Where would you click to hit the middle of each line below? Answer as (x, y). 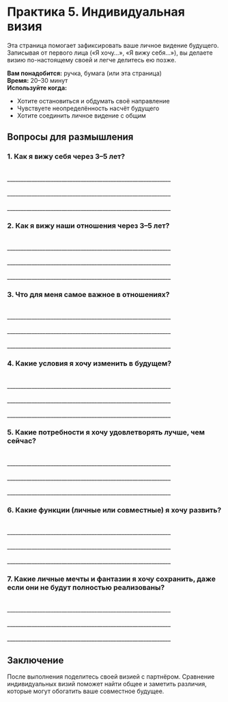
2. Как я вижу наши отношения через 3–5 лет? (88, 225)
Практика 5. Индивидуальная (96, 12)
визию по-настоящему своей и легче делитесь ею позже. (91, 60)
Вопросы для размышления (70, 137)
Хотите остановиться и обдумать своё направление (93, 101)
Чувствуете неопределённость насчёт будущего (88, 108)
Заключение (35, 660)
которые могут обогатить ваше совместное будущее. (86, 691)
